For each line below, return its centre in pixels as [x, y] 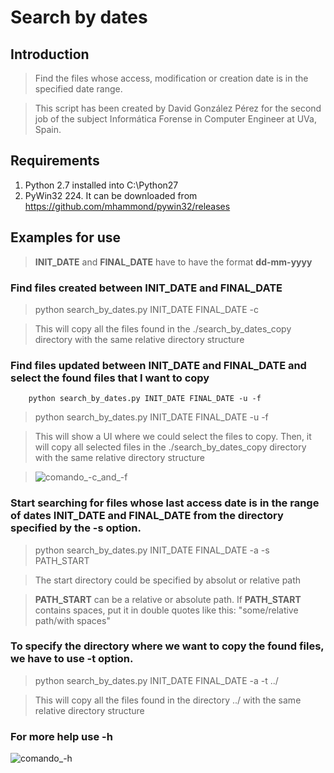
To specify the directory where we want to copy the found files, [167, 646]
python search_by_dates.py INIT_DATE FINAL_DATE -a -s [152, 550]
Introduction [50, 54]
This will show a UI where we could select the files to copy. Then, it [173, 437]
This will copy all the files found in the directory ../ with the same [168, 700]
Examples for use [66, 237]
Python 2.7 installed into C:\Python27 [101, 185]
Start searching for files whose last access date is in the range [165, 503]
